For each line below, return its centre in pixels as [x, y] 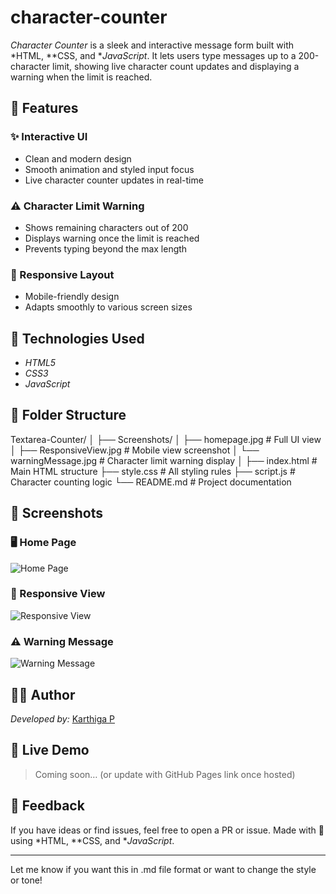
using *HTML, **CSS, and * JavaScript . [92, 840]
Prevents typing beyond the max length [106, 248]
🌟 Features [44, 108]
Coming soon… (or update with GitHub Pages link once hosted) [165, 774]
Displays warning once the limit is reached [112, 238]
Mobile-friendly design [72, 297]
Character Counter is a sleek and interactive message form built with [152, 45]
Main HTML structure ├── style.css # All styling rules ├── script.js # [153, 471]
